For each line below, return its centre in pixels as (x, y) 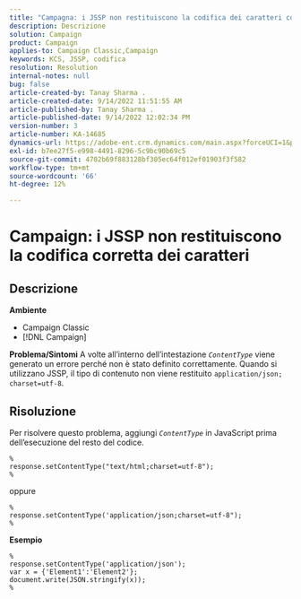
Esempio (26, 540)
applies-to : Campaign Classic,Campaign (84, 51)
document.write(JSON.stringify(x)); (77, 579)
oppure (23, 490)
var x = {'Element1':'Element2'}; (74, 572)
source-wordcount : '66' (54, 176)
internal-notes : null (50, 76)
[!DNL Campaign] (54, 337)
